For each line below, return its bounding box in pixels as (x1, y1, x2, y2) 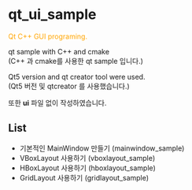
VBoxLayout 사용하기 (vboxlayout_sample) (19, 153, 156, 162)
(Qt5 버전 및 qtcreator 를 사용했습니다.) (8, 81, 130, 91)
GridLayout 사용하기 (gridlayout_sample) (19, 173, 150, 182)
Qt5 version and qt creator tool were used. (8, 72, 146, 81)
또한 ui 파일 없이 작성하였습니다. (8, 98, 107, 107)
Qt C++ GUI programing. (8, 32, 88, 41)
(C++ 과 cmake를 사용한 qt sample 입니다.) (8, 56, 144, 65)
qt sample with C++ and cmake (8, 47, 110, 56)
